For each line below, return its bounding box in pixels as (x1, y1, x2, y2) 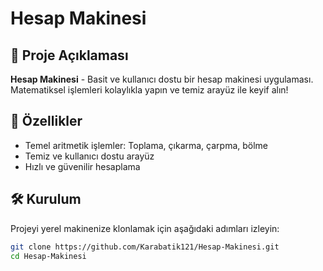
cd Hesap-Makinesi (10, 251, 87, 261)
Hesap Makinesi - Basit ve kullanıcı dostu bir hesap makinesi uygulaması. (10, 73, 314, 85)
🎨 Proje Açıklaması (10, 47, 129, 64)
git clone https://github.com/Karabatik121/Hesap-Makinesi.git (10, 242, 280, 252)
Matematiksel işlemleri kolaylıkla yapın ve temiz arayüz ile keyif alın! (10, 84, 289, 96)
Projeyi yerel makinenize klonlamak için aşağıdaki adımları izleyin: (10, 222, 280, 234)
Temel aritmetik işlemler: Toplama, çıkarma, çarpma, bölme (24, 139, 269, 151)
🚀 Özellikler (10, 113, 83, 130)
